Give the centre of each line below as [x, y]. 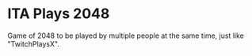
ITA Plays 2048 [59, 14]
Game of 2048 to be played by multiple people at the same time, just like [126, 35]
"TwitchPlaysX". [34, 43]
